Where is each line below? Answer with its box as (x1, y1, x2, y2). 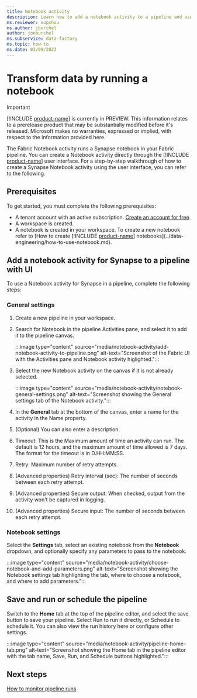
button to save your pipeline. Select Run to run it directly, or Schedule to (6, 616, 180, 623)
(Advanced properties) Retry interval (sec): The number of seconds (15, 472, 178, 479)
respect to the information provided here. (6, 133, 106, 140)
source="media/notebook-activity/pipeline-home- (65, 640, 186, 647)
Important (6, 104, 30, 111)
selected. (15, 373, 38, 380)
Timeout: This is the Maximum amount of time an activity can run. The (15, 437, 184, 444)
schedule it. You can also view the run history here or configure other (6, 623, 174, 630)
